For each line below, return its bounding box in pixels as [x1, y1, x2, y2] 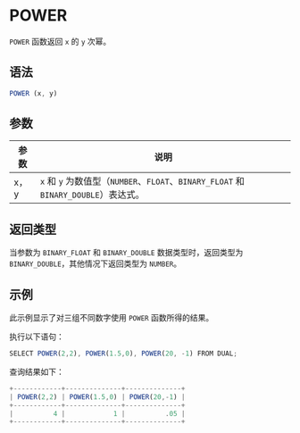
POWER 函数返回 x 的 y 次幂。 [9, 36, 112, 46]
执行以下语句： [9, 331, 64, 342]
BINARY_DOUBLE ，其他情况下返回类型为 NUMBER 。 [9, 258, 181, 269]
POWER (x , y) [9, 88, 58, 98]
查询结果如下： [9, 366, 64, 377]
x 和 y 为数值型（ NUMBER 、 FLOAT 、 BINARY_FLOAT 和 [39, 175, 246, 187]
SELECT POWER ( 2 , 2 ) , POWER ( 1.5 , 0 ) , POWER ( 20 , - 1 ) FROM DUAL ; [9, 349, 238, 358]
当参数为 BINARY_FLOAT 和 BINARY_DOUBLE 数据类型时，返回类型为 [9, 247, 244, 258]
